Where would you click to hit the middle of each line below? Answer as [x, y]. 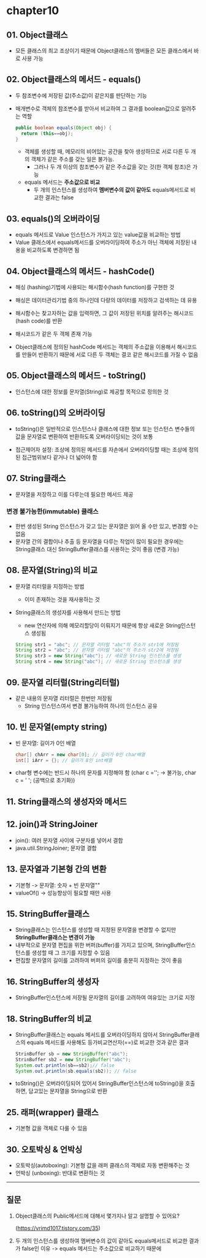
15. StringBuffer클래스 [48, 914]
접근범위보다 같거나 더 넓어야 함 [59, 457]
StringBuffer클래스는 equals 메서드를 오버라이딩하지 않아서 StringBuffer [102, 1034]
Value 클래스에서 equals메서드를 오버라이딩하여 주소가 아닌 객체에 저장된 [103, 242]
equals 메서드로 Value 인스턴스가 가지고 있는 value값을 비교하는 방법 [98, 235]
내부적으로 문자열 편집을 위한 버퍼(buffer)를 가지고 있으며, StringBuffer [101, 945]
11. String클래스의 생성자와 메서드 [67, 802]
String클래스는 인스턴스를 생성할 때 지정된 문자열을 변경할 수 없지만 [96, 930]
